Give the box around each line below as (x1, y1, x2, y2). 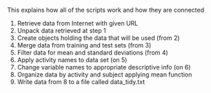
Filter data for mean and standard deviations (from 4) (17, 48, 169, 56)
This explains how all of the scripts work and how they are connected (7, 6, 205, 14)
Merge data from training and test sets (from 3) (17, 41, 152, 49)
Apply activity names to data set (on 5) (17, 56, 128, 64)
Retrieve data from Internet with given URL (17, 19, 139, 27)
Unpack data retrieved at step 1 (17, 27, 106, 34)
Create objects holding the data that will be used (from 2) (17, 34, 181, 42)
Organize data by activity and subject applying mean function (17, 70, 192, 79)
